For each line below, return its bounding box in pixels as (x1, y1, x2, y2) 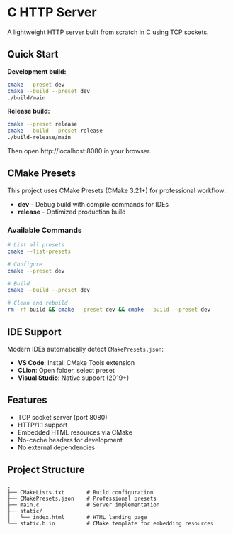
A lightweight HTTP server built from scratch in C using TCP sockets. (7, 28, 209, 36)
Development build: (7, 67, 67, 75)
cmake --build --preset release (7, 127, 103, 135)
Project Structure (7, 464, 85, 476)
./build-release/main (7, 134, 72, 141)
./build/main (7, 94, 46, 102)
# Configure (7, 261, 42, 268)
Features (7, 394, 47, 406)
